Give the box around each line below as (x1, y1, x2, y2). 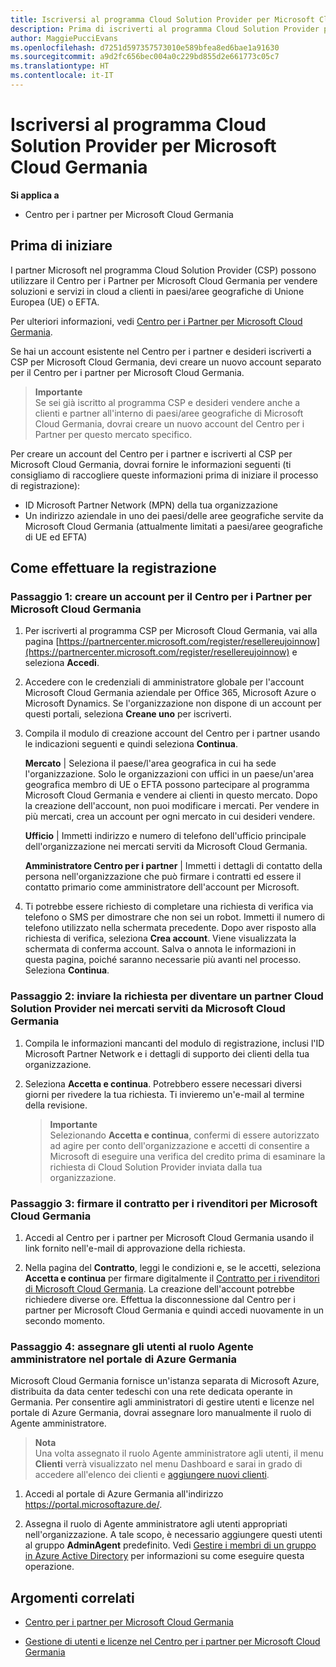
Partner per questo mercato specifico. (34, 428, 193, 440)
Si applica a (10, 189, 60, 201)
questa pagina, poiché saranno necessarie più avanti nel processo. (24, 954, 302, 966)
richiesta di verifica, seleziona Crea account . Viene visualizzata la (24, 932, 297, 945)
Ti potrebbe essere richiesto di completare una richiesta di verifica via (24, 901, 314, 913)
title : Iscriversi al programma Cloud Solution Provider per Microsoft (10, 14, 315, 25)
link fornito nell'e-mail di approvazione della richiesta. (24, 1242, 246, 1254)
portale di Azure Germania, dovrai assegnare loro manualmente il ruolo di (10, 1407, 312, 1419)
